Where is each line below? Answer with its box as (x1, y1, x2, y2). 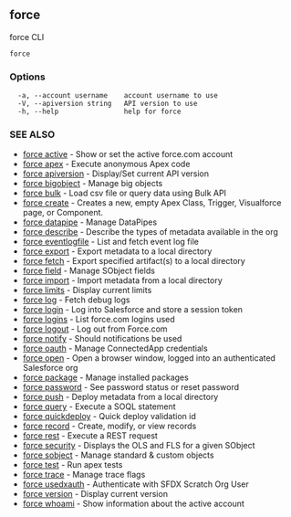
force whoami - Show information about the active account (22, 498, 244, 510)
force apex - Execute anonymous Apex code (22, 159, 191, 170)
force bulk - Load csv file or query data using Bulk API (22, 187, 226, 199)
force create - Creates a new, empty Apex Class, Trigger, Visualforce (22, 197, 282, 208)
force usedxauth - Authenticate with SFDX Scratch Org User (22, 479, 249, 490)
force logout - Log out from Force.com (22, 323, 168, 334)
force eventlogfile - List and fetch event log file (22, 237, 199, 248)
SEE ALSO (9, 128, 56, 141)
